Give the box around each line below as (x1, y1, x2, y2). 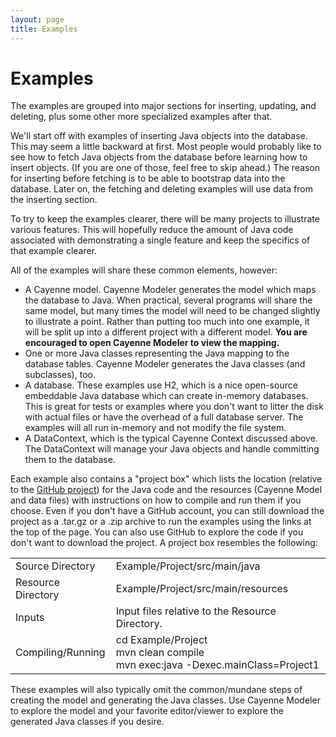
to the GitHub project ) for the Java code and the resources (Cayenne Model (10, 484, 323, 496)
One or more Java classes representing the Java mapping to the (24, 347, 290, 360)
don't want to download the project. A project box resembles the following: (10, 537, 318, 549)
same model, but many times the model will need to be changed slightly (24, 305, 321, 317)
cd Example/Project (115, 633, 208, 647)
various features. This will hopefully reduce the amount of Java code (10, 224, 294, 236)
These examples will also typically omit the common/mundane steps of (10, 684, 303, 696)
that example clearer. (10, 245, 98, 257)
